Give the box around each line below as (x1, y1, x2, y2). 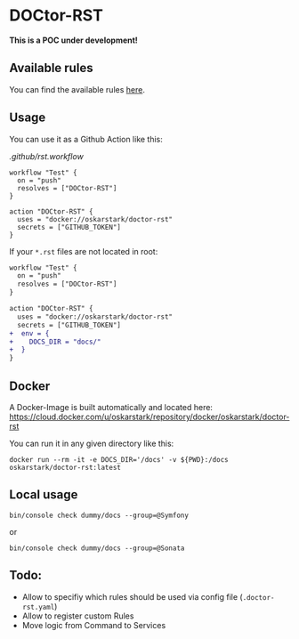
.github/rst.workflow (9, 150, 85, 161)
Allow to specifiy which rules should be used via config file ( (21, 591, 243, 602)
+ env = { (9, 328, 50, 338)
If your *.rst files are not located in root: (9, 246, 158, 256)
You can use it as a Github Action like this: (9, 133, 163, 144)
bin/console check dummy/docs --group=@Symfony (9, 511, 190, 520)
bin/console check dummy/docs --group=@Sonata (9, 544, 185, 553)
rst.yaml (21, 603, 55, 611)
